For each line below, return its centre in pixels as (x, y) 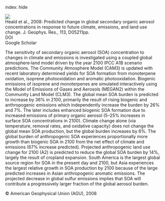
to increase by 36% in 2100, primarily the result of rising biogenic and (76, 100)
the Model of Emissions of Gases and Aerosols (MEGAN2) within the (75, 89)
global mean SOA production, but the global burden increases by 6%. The (81, 131)
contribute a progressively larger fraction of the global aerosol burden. (77, 184)
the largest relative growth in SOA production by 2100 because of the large (81, 168)
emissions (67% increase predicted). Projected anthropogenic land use (78, 147)
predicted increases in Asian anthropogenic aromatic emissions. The (75, 173)
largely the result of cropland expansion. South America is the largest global (82, 157)
